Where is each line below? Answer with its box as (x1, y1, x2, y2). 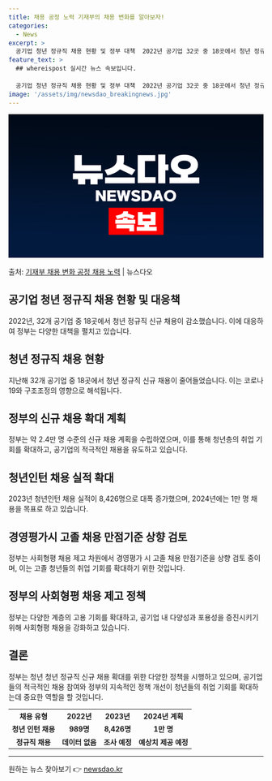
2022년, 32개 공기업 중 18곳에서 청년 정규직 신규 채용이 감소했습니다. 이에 (8, 316, 243, 326)
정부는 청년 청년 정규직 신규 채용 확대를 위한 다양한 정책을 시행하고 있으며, (8, 671, 241, 681)
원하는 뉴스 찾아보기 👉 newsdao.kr (8, 764, 123, 775)
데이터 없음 (62, 737, 97, 747)
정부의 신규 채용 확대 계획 (8, 412, 127, 425)
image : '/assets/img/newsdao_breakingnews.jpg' (8, 90, 172, 98)
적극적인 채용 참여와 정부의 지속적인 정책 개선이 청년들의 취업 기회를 (23, 682, 237, 692)
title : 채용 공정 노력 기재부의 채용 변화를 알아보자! (8, 13, 165, 21)
